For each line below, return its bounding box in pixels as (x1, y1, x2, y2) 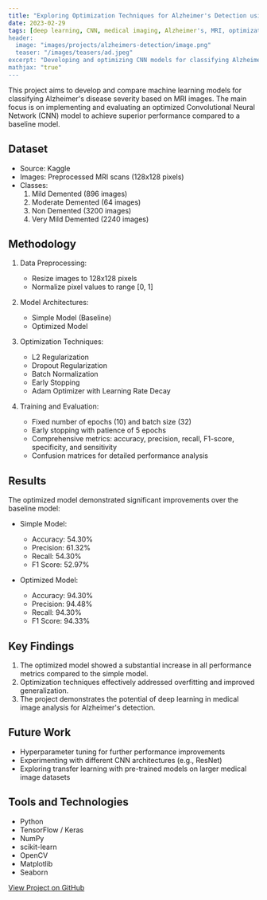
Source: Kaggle (19, 163, 71, 173)
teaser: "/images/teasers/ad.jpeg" (15, 49, 133, 57)
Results (8, 474, 47, 487)
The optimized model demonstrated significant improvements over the (8, 495, 238, 505)
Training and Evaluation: (19, 401, 99, 411)
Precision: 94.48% (31, 599, 93, 609)
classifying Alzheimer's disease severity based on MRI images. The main (8, 93, 247, 104)
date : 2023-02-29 (8, 19, 66, 27)
